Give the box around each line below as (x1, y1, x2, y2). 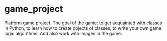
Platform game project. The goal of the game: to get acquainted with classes (4, 20, 162, 26)
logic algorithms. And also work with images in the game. (4, 30, 123, 36)
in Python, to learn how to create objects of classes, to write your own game (4, 25, 162, 31)
